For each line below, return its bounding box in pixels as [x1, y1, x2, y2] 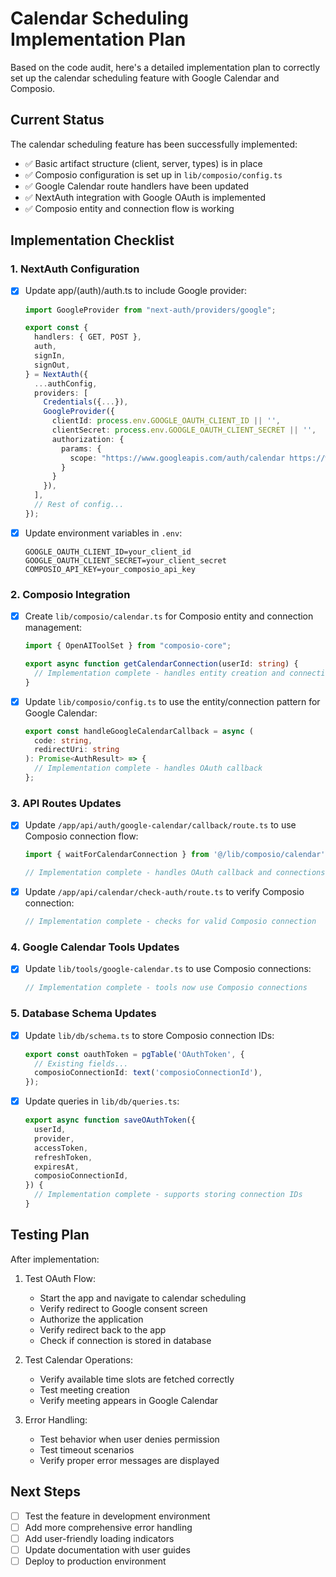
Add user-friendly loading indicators [24, 1532, 175, 1544]
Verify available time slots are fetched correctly [39, 1373, 235, 1385]
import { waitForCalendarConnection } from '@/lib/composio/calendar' [24, 850, 326, 860]
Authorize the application [39, 1313, 144, 1325]
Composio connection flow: [24, 830, 139, 842]
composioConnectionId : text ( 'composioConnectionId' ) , [34, 1068, 263, 1078]
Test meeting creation [39, 1383, 130, 1396]
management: [24, 622, 83, 634]
